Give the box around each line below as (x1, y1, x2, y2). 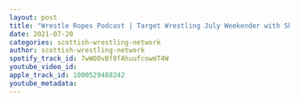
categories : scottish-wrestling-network (9, 37, 162, 47)
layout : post (9, 12, 58, 22)
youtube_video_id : (9, 63, 77, 72)
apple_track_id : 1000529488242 (9, 71, 125, 80)
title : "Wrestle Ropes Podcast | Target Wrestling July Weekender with (9, 21, 280, 30)
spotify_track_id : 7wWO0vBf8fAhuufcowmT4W (9, 54, 169, 63)
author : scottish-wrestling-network (9, 46, 145, 55)
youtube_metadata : (9, 79, 77, 88)
